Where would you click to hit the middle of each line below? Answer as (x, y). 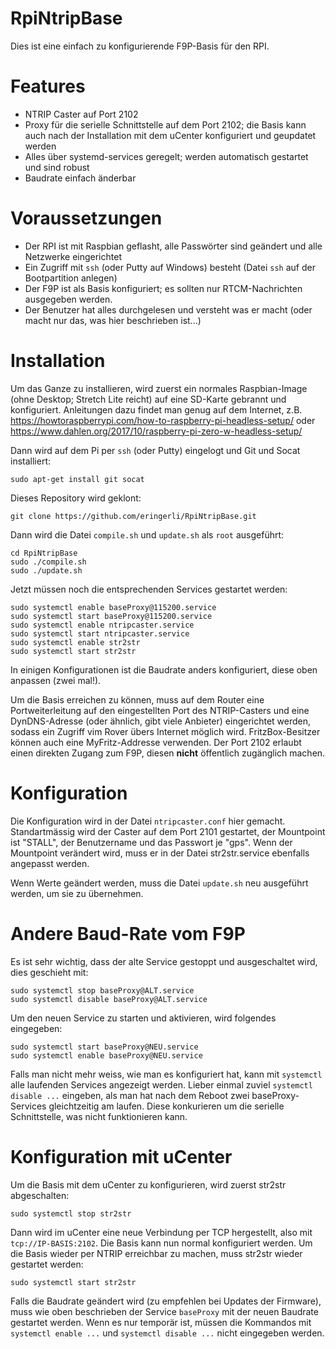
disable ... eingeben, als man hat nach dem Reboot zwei (130, 1095)
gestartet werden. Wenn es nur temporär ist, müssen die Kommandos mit (161, 1322)
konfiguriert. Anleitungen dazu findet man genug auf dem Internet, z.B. (156, 409)
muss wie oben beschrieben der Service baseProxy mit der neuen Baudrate (164, 1311)
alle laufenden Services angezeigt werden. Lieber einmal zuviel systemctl (161, 1084)
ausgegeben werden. (68, 299)
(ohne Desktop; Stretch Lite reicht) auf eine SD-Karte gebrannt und (148, 399)
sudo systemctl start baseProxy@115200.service (111, 616)
